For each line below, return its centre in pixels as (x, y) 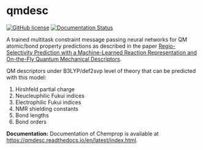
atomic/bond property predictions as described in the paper (82, 46)
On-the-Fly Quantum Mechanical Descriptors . (64, 59)
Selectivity (20, 52)
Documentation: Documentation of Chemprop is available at (83, 133)
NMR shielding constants (46, 108)
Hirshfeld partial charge (45, 89)
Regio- (167, 46)
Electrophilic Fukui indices (48, 102)
